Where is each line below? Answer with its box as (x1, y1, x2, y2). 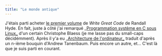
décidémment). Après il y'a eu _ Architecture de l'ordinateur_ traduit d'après (5, 35, 155, 41)
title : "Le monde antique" (5, 7, 59, 12)
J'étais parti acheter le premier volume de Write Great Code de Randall (5, 20, 146, 26)
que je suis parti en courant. (5, 45, 61, 51)
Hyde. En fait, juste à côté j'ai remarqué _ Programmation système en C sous (5, 25, 157, 31)
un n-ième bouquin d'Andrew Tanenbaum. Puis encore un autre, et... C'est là (5, 40, 158, 46)
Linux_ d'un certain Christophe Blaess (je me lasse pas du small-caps (5, 30, 144, 36)
